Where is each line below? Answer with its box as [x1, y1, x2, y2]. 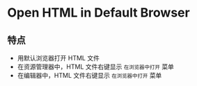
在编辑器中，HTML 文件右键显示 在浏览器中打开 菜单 [17, 71, 162, 79]
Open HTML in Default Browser [7, 5, 190, 21]
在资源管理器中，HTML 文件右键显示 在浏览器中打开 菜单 [17, 62, 174, 71]
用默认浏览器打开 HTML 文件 [17, 54, 100, 62]
